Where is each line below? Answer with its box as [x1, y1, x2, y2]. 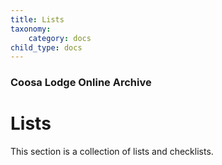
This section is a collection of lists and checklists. [10, 146, 214, 158]
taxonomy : [10, 24, 52, 34]
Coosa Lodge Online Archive [10, 76, 152, 90]
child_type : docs [10, 42, 83, 53]
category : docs [28, 33, 92, 43]
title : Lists [10, 14, 65, 25]
